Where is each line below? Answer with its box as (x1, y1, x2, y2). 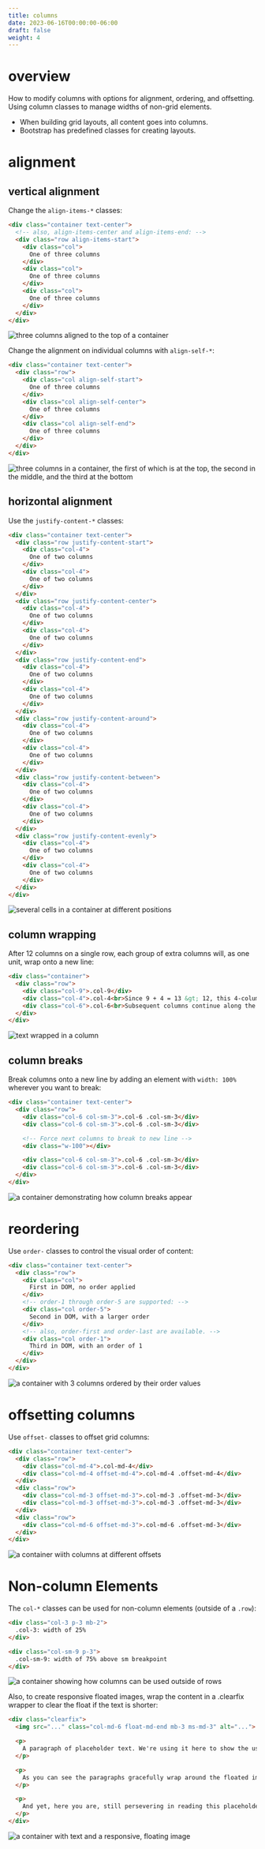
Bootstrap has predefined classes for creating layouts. (19, 126, 196, 135)
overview (8, 68, 71, 85)
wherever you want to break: (8, 1083, 102, 1093)
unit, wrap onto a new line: (8, 957, 95, 967)
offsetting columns (8, 1406, 136, 1424)
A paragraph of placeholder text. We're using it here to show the (22, 1745, 248, 1753)
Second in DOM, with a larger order (28, 1312, 150, 1321)
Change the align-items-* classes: (8, 206, 122, 216)
